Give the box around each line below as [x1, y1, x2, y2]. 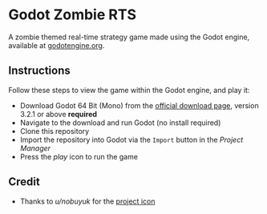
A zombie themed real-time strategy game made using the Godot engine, [8, 32, 250, 42]
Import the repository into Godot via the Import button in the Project [19, 135, 243, 144]
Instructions [8, 64, 71, 78]
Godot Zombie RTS [8, 6, 137, 24]
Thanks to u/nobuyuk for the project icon [19, 196, 156, 206]
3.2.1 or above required [19, 109, 98, 119]
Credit [8, 175, 40, 189]
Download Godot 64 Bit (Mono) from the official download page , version [19, 100, 259, 110]
